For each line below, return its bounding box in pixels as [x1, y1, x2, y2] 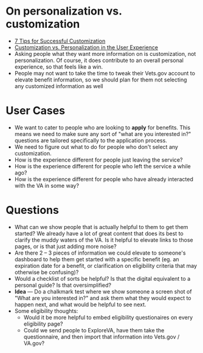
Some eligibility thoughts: [14, 307, 78, 314]
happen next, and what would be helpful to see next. [14, 301, 146, 308]
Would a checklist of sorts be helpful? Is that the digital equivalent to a [14, 275, 191, 282]
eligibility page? [23, 320, 63, 327]
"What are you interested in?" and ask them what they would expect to [14, 294, 191, 301]
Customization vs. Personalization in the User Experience [14, 44, 159, 51]
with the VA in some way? [14, 182, 80, 189]
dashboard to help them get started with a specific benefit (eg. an [14, 255, 180, 262]
